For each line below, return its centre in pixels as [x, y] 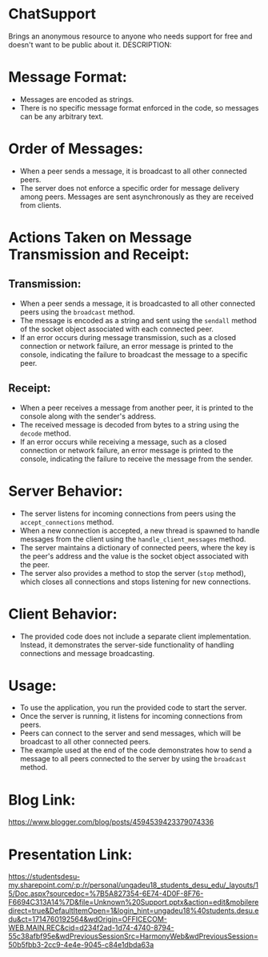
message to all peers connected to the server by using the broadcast [133, 759]
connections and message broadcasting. [87, 653]
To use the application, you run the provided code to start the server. [133, 708]
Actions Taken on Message [100, 237]
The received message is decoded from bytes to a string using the [130, 424]
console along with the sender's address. [88, 416]
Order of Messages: [76, 149]
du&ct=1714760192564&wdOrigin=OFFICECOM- [88, 919]
